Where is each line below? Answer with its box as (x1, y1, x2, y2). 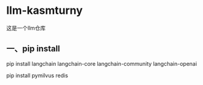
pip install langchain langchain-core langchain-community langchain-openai (6, 60, 198, 67)
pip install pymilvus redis (6, 72, 69, 79)
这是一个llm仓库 (6, 24, 46, 31)
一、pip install (6, 43, 61, 54)
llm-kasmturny (6, 4, 83, 17)
